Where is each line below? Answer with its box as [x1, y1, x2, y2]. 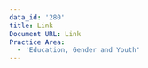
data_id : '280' [9, 12, 66, 22]
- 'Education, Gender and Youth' [17, 46, 141, 55]
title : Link [9, 21, 53, 30]
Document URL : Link [9, 29, 82, 38]
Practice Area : [9, 37, 66, 47]
